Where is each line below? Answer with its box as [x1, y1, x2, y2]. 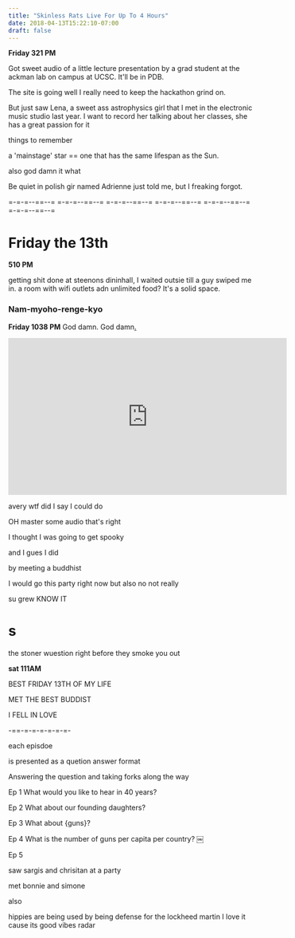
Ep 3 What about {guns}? [8, 818, 91, 827]
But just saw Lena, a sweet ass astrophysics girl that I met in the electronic [8, 103, 253, 112]
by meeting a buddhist [8, 563, 82, 572]
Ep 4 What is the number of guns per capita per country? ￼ [8, 834, 204, 843]
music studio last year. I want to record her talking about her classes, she [8, 112, 248, 121]
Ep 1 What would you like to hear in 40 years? [8, 787, 157, 797]
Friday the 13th [8, 234, 109, 252]
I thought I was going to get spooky [8, 532, 125, 542]
